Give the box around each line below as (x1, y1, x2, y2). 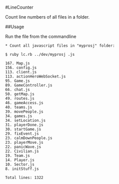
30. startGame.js (5, 127, 41, 132)
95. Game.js (5, 78, 30, 83)
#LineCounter (5, 5, 33, 10)
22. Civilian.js (5, 149, 39, 154)
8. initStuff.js (5, 166, 39, 171)
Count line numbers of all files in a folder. (5, 14, 90, 20)
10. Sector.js (5, 162, 35, 167)
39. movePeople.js (5, 109, 43, 114)
